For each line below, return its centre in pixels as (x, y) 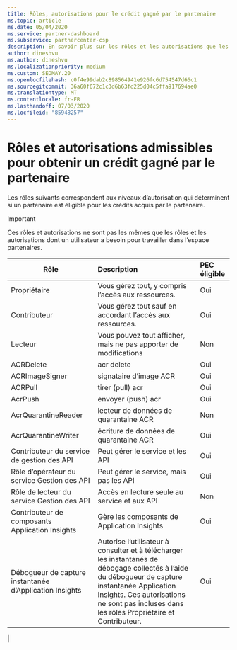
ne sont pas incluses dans (141, 603)
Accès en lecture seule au (140, 491)
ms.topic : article (34, 21)
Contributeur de (37, 512)
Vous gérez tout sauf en (137, 306)
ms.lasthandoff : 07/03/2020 (49, 106)
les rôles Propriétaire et (136, 612)
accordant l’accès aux (134, 314)
